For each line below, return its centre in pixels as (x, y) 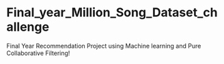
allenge (28, 27)
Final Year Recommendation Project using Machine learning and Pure (104, 46)
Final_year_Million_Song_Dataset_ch (112, 13)
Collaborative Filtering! (38, 53)
